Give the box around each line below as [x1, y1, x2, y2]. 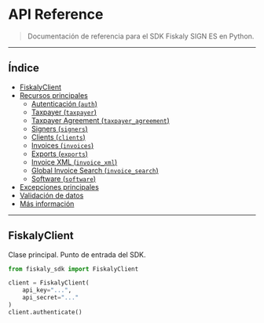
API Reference [8, 5, 104, 24]
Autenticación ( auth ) [31, 99, 98, 108]
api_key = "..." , [22, 286, 72, 295]
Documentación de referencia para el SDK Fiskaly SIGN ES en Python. [27, 31, 255, 41]
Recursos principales [19, 90, 88, 100]
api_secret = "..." [22, 294, 79, 302]
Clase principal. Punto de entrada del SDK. [8, 249, 146, 259]
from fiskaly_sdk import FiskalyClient [8, 265, 139, 273]
